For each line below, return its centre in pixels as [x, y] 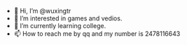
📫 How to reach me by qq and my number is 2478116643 [97, 34]
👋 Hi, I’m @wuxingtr [42, 11]
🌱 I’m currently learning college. [60, 26]
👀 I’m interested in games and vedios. [68, 18]
